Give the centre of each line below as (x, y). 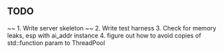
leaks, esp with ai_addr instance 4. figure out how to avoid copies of (104, 35)
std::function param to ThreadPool (56, 43)
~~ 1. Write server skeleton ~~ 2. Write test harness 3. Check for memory (112, 28)
